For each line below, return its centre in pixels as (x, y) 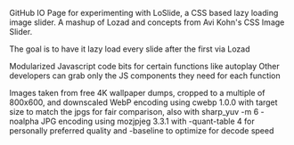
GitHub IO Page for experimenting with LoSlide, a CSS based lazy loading (144, 13)
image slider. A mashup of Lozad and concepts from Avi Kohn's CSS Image (147, 22)
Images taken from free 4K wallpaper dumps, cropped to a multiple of (137, 93)
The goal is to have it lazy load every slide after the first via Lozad (130, 49)
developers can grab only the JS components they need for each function (145, 76)
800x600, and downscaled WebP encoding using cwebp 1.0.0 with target (143, 102)
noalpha (24, 121)
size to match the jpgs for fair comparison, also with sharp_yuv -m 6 (134, 112)
